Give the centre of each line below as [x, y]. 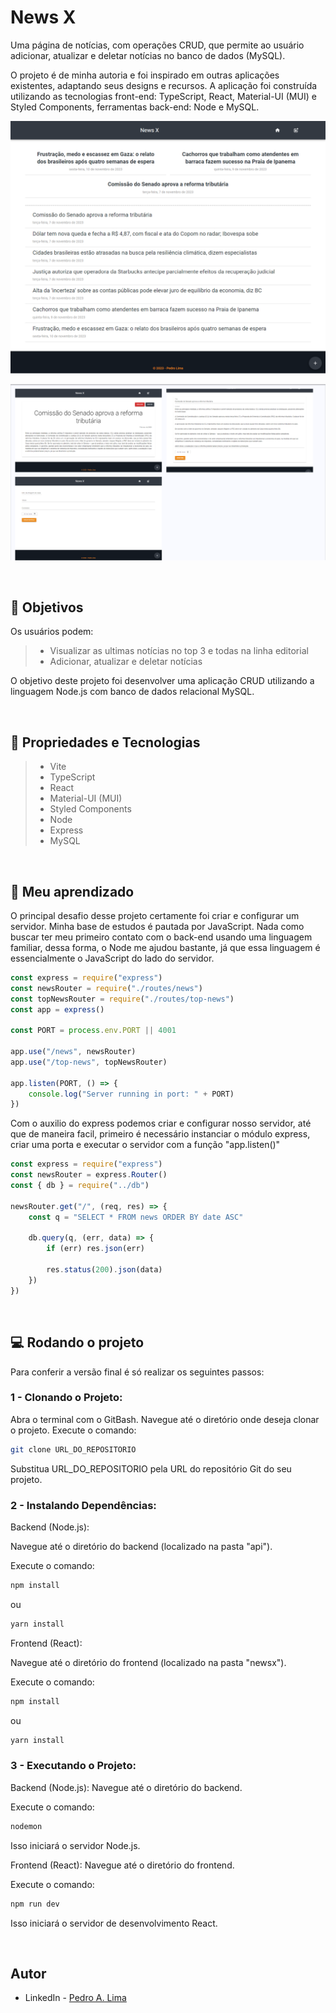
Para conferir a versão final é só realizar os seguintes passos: [137, 1372]
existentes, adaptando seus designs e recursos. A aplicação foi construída [164, 85]
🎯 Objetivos [47, 607]
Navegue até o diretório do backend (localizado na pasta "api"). [141, 1547]
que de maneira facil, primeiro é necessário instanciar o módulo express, [160, 1134]
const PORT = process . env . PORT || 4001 [93, 1031]
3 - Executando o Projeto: [73, 1766]
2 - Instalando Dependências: [83, 1505]
